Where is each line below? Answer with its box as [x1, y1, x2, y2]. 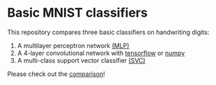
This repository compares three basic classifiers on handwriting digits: [7, 28, 210, 36]
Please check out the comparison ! [7, 70, 106, 78]
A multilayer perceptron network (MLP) [17, 41, 130, 49]
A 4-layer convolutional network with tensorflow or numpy [17, 49, 185, 57]
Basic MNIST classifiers [7, 5, 148, 21]
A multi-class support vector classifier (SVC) [17, 56, 146, 64]
